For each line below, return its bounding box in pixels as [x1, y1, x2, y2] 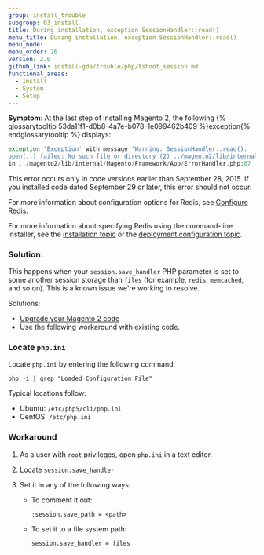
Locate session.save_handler [19, 465, 115, 474]
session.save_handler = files [31, 539, 131, 547]
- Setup [15, 92, 41, 100]
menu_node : [8, 41, 44, 49]
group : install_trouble [8, 11, 86, 20]
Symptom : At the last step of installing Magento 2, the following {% [8, 113, 226, 122]
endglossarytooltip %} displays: [8, 130, 112, 140]
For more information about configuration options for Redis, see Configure [8, 197, 249, 206]
